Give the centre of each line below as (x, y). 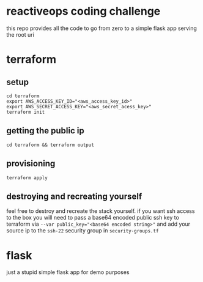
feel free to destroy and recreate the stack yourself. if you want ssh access (101, 211)
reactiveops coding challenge (83, 11)
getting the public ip (45, 131)
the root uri (20, 34)
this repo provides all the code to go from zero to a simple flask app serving (102, 28)
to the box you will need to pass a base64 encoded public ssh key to (93, 218)
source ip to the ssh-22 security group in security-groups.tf (83, 231)
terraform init (26, 112)
